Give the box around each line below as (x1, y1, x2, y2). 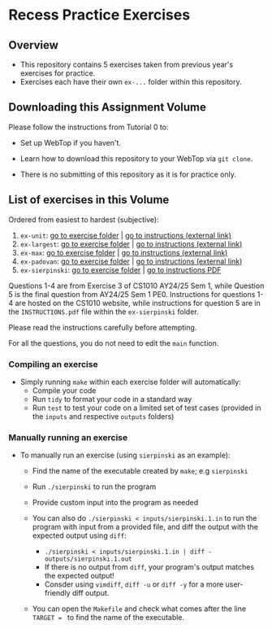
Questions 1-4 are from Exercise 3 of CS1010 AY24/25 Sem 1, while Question (8, 281, 265, 290)
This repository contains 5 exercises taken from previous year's (19, 59, 234, 69)
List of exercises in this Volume (8, 193, 170, 207)
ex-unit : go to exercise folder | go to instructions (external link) (19, 230, 231, 240)
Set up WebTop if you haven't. (19, 138, 122, 147)
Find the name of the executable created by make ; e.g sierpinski (32, 466, 248, 476)
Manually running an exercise (8, 431, 128, 443)
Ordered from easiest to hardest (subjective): (8, 214, 160, 225)
